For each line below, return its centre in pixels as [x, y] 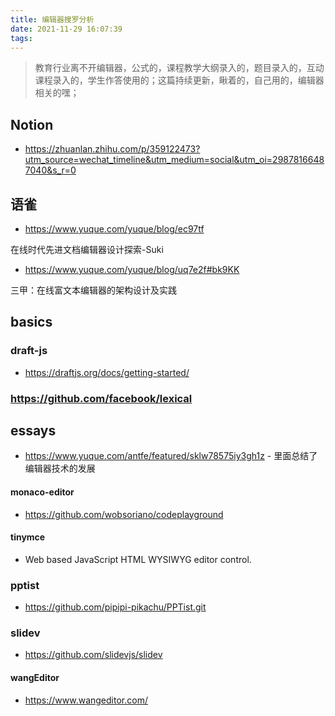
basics [31, 322]
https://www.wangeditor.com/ [86, 700]
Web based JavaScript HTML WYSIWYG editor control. [138, 559]
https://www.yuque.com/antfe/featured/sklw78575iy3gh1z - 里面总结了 [171, 456]
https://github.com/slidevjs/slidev [93, 655]
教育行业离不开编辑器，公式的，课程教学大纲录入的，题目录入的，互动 [179, 68]
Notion [32, 124]
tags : [21, 38]
